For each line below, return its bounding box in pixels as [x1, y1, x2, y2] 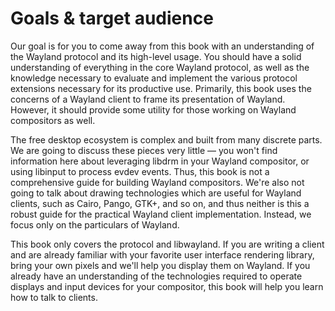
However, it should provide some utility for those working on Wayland [10, 103, 297, 116]
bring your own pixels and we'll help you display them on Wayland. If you [10, 259, 311, 271]
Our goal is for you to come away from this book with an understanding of [10, 40, 315, 52]
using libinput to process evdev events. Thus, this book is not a [10, 165, 270, 177]
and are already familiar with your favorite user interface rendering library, [10, 248, 315, 261]
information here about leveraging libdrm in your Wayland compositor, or [10, 155, 310, 167]
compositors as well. [10, 114, 96, 126]
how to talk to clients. [10, 291, 98, 303]
